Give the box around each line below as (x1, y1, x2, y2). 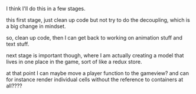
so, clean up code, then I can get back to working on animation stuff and (6, 34, 183, 41)
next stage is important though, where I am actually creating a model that (6, 52, 184, 59)
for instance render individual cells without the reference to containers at (6, 76, 184, 83)
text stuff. (6, 41, 30, 47)
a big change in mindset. (6, 23, 66, 30)
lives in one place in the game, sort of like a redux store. (6, 59, 142, 65)
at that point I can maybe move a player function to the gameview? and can (6, 70, 189, 76)
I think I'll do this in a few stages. (6, 5, 86, 12)
